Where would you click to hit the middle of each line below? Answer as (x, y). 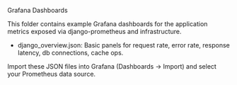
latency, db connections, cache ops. (70, 53)
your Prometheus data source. (52, 74)
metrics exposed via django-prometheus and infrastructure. (94, 32)
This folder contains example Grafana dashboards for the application (108, 24)
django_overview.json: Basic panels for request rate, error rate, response (123, 45)
